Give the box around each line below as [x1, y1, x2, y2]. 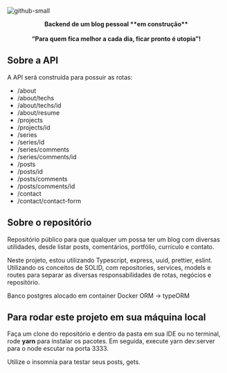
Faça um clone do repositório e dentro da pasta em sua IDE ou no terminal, [7, 329, 221, 338]
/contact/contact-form [17, 197, 82, 205]
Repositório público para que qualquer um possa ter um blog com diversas [7, 235, 220, 244]
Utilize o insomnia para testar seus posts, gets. [7, 358, 140, 366]
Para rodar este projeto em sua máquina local [7, 311, 206, 323]
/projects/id [17, 123, 51, 131]
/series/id [17, 138, 45, 146]
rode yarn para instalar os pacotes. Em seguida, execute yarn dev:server [7, 337, 216, 345]
